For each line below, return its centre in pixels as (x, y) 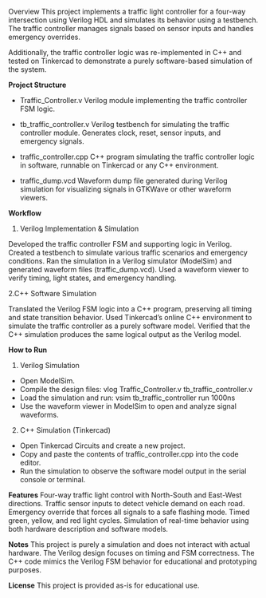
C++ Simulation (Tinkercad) (65, 430)
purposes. (25, 570)
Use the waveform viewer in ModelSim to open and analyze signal (128, 406)
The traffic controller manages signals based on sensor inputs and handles (131, 28)
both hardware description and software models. (88, 529)
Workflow (25, 213)
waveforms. (39, 415)
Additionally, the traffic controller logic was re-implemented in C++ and (125, 52)
